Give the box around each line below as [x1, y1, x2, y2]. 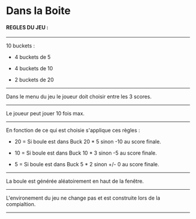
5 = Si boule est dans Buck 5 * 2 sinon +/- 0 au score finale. [14, 161, 159, 168]
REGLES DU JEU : [6, 23, 48, 30]
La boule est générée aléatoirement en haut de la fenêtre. [6, 177, 144, 185]
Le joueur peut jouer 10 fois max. [6, 110, 85, 117]
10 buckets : [6, 42, 35, 49]
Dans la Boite [6, 4, 71, 18]
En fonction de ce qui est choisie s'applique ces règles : [6, 127, 141, 134]
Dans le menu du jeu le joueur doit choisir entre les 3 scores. [6, 93, 152, 100]
